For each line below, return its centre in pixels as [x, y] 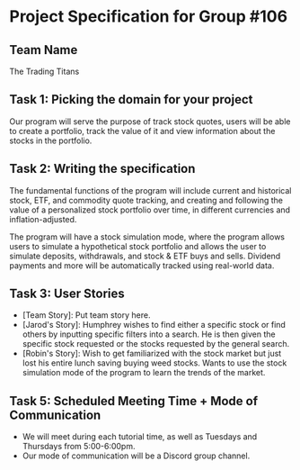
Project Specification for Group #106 [149, 17]
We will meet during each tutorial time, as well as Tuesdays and [140, 437]
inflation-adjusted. [43, 219]
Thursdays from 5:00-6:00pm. [79, 447]
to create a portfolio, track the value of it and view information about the [142, 131]
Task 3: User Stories [67, 294]
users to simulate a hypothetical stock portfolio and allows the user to [138, 246]
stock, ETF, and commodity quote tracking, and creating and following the [146, 200]
